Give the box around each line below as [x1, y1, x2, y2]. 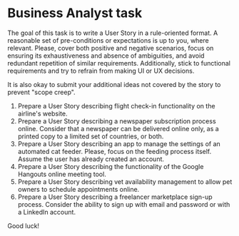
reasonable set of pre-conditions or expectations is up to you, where [7, 36, 209, 44]
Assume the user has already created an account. [17, 155, 165, 163]
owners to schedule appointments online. [17, 185, 140, 193]
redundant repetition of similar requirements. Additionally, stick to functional [7, 58, 230, 67]
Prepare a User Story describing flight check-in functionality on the [17, 101, 215, 110]
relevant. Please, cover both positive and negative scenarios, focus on [7, 43, 214, 52]
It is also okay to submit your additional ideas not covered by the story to [7, 80, 221, 88]
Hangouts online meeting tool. [17, 170, 107, 178]
